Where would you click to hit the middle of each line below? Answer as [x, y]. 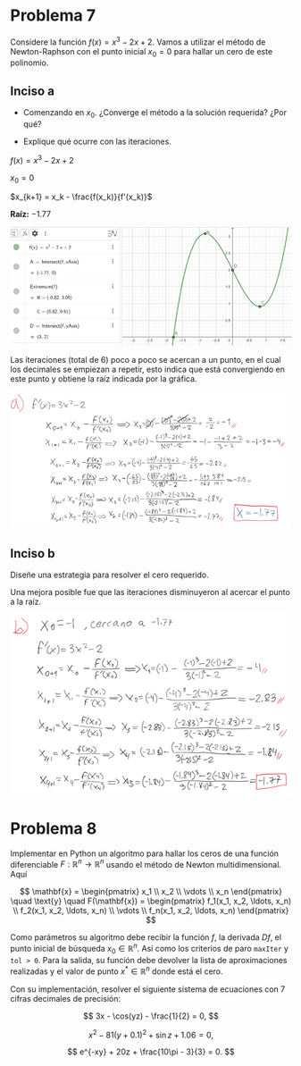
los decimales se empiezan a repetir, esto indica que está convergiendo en [147, 369]
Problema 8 [54, 829]
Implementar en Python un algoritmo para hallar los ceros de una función [145, 853]
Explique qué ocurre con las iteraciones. [97, 141]
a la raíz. [26, 602]
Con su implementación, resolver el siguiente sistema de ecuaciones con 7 [148, 989]
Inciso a [32, 91]
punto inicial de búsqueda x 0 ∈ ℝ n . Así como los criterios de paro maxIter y [150, 949]
